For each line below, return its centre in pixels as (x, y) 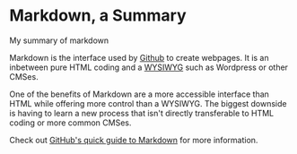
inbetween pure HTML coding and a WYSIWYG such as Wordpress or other (149, 67)
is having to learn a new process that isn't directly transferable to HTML (142, 113)
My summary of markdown (59, 40)
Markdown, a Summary (98, 16)
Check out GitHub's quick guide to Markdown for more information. (134, 140)
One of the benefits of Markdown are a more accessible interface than (139, 94)
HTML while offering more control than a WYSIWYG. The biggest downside (148, 103)
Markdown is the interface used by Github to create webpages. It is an (139, 57)
